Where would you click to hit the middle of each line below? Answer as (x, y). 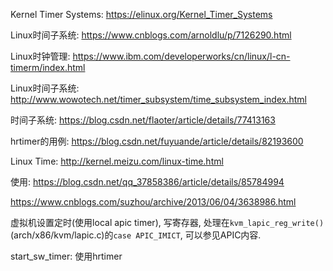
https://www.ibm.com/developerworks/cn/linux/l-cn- (181, 56)
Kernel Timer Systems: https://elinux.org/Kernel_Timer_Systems (141, 14)
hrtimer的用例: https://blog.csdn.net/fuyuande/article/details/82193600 (157, 141)
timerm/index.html (48, 67)
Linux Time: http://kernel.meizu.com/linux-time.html (117, 161)
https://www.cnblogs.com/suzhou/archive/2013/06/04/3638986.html (153, 202)
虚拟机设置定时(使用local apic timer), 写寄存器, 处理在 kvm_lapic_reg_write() (167, 222)
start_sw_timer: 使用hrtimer (66, 256)
